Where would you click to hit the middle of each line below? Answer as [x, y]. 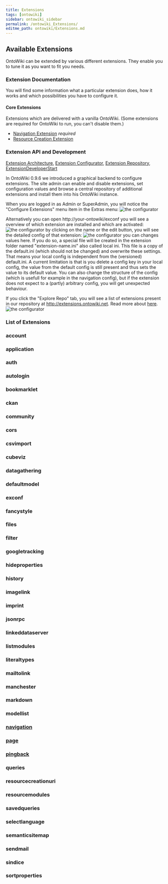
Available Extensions [39, 49]
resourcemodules [28, 794]
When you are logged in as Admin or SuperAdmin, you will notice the [77, 204]
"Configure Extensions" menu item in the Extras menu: [62, 209]
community [20, 417]
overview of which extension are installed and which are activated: [75, 224]
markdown [19, 700]
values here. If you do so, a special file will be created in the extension [78, 240]
